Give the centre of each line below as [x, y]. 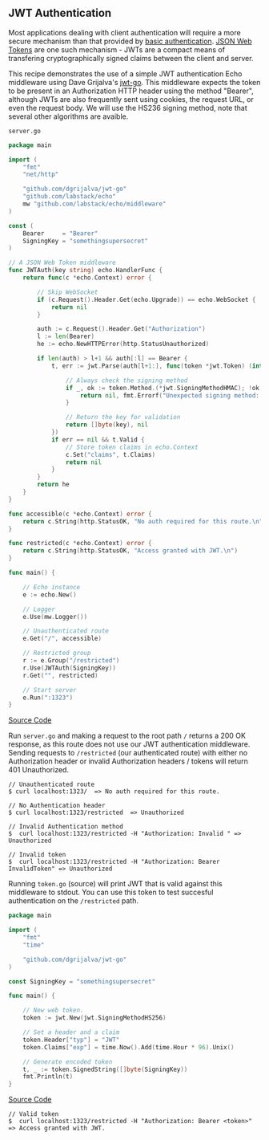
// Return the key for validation [123, 417]
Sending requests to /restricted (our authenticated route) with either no [128, 753]
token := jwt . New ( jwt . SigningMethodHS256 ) [94, 1018]
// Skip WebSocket [68, 292]
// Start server [50, 690]
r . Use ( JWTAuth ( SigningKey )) [69, 668]
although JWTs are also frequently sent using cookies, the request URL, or [131, 99]
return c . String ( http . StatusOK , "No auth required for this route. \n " [143, 521]
